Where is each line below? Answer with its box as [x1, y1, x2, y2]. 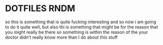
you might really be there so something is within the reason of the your [5, 29, 148, 35]
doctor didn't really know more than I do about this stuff [5, 34, 118, 40]
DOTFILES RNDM [5, 3, 75, 14]
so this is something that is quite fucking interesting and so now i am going [5, 19, 156, 25]
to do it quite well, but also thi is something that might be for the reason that [5, 24, 158, 30]
